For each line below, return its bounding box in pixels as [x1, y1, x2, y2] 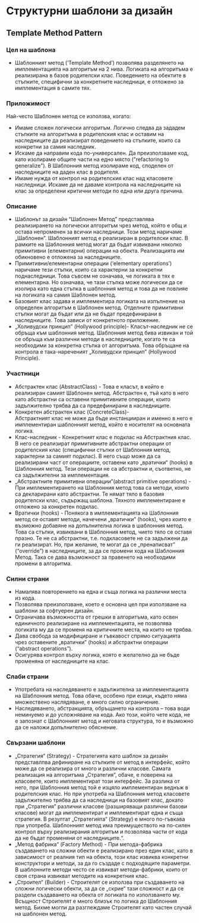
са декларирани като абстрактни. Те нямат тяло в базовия [14, 490, 165, 497]
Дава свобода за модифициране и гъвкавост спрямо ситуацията [14, 632, 181, 640]
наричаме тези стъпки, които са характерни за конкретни [14, 266, 163, 273]
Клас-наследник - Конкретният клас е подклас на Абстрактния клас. [14, 433, 191, 440]
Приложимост [6, 99, 50, 108]
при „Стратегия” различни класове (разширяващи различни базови [14, 802, 188, 809]
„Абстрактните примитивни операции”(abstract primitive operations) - [14, 477, 191, 485]
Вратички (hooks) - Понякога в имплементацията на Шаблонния [14, 509, 179, 516]
